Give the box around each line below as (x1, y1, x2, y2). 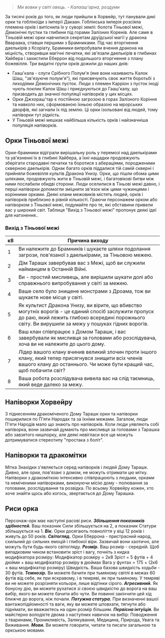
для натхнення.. (5, 212, 38, 218)
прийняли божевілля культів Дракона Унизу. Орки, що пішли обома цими (5, 170, 159, 176)
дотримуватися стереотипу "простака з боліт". (5, 437, 104, 443)
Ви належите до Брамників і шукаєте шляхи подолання (18, 246, 151, 252)
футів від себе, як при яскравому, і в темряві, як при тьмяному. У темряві (5, 575, 160, 581)
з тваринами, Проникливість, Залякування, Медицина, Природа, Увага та (5, 616, 160, 623)
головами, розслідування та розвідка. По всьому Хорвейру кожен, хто (5, 485, 154, 491)
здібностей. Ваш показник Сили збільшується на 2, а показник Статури (5, 523, 157, 528)
